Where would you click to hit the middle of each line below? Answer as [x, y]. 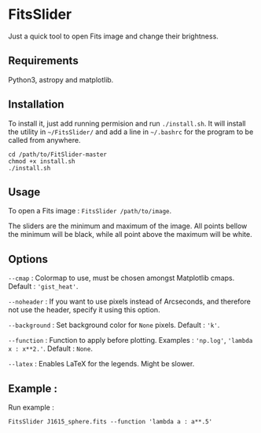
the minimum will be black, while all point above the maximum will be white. [130, 235]
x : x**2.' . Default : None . [50, 349]
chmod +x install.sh [42, 161]
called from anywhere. [44, 140]
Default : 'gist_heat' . [43, 286]
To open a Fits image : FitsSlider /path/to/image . [90, 211]
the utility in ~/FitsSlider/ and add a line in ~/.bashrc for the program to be [131, 132]
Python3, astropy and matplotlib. [61, 79]
